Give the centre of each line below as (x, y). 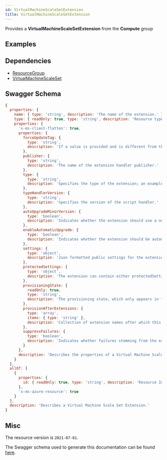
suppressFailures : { (44, 332)
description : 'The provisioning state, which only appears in (93, 299)
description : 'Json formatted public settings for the (85, 258)
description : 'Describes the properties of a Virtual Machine (84, 355)
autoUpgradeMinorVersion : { (52, 212)
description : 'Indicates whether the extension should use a (92, 221)
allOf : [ (19, 369)
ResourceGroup (28, 73)
